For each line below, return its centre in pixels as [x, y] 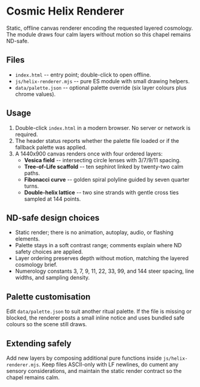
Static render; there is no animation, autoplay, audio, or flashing [94, 233]
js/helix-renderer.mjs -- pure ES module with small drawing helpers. [102, 81]
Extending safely [39, 344]
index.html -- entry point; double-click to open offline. [83, 75]
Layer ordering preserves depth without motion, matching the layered [102, 258]
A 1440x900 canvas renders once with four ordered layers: [89, 154]
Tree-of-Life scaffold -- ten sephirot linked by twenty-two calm [104, 166]
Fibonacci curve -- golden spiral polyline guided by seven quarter [107, 179]
